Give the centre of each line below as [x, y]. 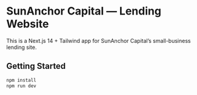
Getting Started [36, 66]
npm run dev [21, 86]
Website [28, 24]
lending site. [22, 47]
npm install [21, 80]
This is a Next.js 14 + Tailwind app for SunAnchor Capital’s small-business [98, 41]
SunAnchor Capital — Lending [84, 11]
